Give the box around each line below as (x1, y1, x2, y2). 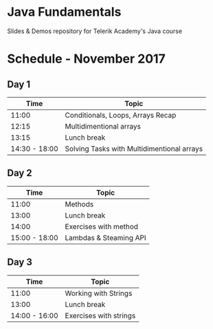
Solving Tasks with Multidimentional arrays (65, 144, 203, 153)
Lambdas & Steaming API (65, 233, 146, 242)
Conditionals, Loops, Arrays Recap (65, 110, 177, 120)
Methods (65, 199, 94, 209)
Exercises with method (65, 222, 139, 231)
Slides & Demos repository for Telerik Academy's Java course (7, 27, 183, 35)
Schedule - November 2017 (7, 51, 166, 67)
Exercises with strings (65, 310, 136, 320)
